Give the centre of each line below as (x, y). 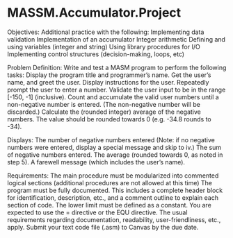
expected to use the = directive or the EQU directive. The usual (97, 212)
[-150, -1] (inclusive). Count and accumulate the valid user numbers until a (113, 97)
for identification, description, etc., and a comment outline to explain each (113, 197)
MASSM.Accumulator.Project (94, 13)
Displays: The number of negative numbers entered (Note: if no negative (111, 139)
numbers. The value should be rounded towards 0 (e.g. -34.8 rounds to (110, 119)
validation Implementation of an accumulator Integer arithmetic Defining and (116, 39)
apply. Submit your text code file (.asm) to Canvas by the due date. (103, 227)
